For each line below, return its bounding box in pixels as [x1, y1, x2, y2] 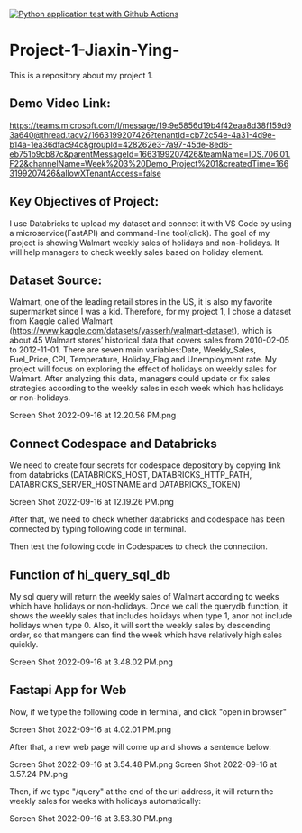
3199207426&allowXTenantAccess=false [9, 168, 162, 178]
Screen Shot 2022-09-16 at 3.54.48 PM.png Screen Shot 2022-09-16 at [9, 758, 278, 770]
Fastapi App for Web [9, 682, 127, 698]
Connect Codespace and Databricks [9, 435, 218, 451]
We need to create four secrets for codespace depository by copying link [9, 460, 281, 471]
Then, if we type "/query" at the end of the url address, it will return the [9, 785, 274, 797]
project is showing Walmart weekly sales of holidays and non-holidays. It [9, 237, 280, 248]
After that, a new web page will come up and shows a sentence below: [9, 741, 272, 752]
